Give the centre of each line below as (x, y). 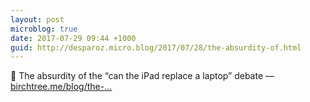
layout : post (37, 19)
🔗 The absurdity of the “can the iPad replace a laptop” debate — (142, 76)
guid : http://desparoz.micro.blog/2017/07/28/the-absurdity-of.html (156, 47)
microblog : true (44, 29)
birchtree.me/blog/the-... (61, 87)
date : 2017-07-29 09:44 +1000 (73, 38)
